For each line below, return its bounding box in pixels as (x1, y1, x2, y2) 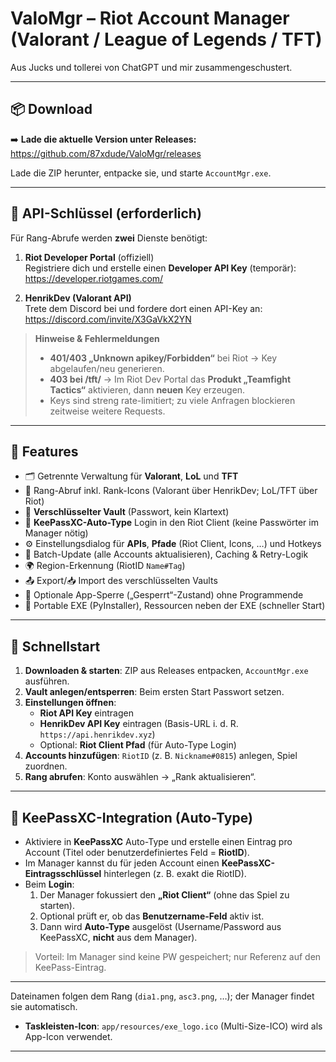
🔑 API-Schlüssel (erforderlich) (10, 205, 202, 222)
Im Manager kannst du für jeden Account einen (24, 857, 220, 869)
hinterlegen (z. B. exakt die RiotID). (103, 868, 247, 879)
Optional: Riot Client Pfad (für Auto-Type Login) (39, 739, 237, 751)
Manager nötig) (24, 527, 89, 539)
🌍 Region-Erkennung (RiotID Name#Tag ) (24, 560, 186, 572)
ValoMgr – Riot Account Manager (10, 7, 290, 30)
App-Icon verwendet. (24, 1031, 113, 1042)
